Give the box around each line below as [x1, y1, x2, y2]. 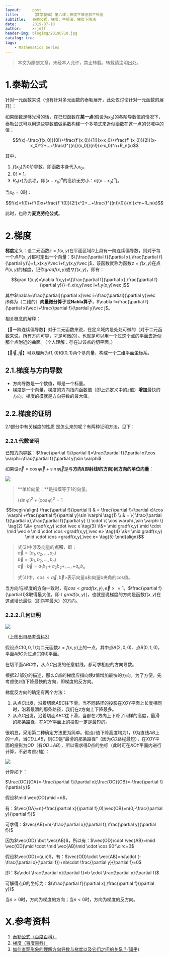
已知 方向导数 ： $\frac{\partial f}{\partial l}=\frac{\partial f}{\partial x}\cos [5, 450, 156, 456]
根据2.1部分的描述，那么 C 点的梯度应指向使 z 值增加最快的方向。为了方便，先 [5, 672, 162, 678]
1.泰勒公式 [5, 79, 48, 90]
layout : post [5, 7, 42, 13]
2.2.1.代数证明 [5, 437, 40, 444]
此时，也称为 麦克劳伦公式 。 [5, 210, 63, 217]
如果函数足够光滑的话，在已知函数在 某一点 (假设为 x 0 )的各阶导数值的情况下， [5, 114, 163, 121]
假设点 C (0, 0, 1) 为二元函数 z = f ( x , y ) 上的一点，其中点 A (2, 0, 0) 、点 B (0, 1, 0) [5, 644, 158, 650]
